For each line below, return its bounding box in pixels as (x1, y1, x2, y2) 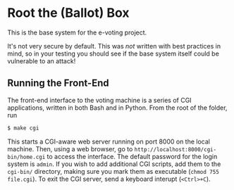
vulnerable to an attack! (7, 56, 76, 65)
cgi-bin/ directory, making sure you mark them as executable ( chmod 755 (7, 167, 220, 175)
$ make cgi (7, 125, 39, 132)
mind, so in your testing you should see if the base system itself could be (7, 49, 220, 58)
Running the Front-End (7, 77, 109, 89)
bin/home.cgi (7, 153, 46, 160)
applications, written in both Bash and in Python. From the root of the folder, (7, 103, 228, 112)
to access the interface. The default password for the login (47, 152, 218, 160)
